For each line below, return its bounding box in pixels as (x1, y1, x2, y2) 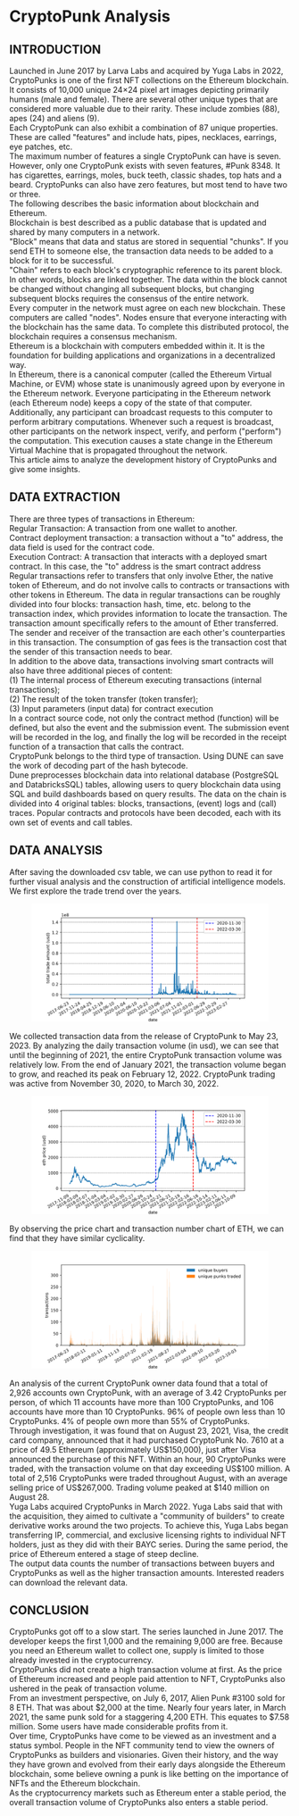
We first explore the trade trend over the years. (9, 886, 182, 896)
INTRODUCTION (9, 42, 102, 57)
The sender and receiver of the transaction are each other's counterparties (9, 627, 286, 637)
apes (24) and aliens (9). (9, 113, 100, 123)
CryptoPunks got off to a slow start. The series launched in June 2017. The (9, 1627, 284, 1637)
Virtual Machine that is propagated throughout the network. (9, 445, 228, 455)
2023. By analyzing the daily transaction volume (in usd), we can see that (9, 1040, 279, 1051)
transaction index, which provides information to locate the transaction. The (9, 608, 288, 619)
